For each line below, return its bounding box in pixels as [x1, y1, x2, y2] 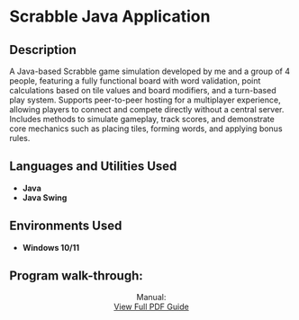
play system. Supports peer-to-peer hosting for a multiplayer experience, [9, 94, 281, 105]
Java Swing [22, 191, 68, 203]
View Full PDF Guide [113, 301, 189, 312]
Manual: [136, 292, 167, 303]
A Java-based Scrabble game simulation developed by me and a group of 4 [9, 66, 291, 76]
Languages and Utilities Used [9, 159, 177, 174]
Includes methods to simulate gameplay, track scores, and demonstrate [9, 114, 275, 124]
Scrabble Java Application [9, 6, 211, 27]
